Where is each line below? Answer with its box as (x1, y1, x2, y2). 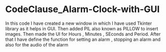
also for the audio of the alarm (5, 41, 69, 47)
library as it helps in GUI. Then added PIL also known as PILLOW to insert (5, 25, 158, 31)
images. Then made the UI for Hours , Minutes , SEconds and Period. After (5, 31, 161, 37)
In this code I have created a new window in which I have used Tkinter (5, 20, 152, 26)
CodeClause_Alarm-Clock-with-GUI (5, 4, 160, 15)
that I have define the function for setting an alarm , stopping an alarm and (5, 36, 161, 42)
